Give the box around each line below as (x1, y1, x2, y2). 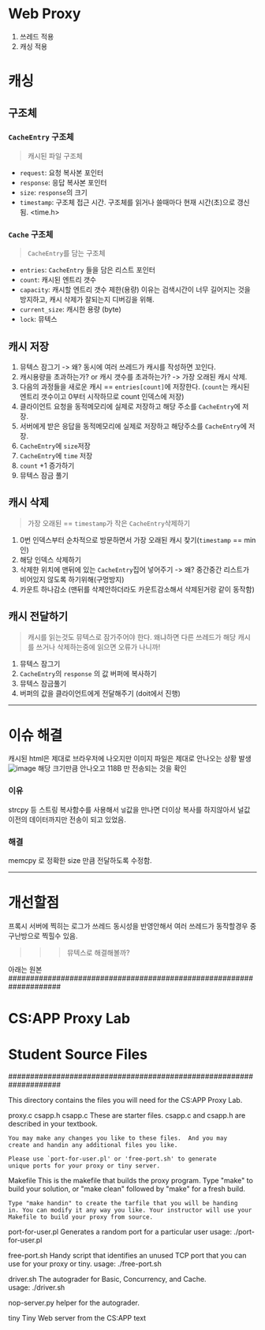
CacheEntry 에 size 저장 (19, 441, 91, 450)
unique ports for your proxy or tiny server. (8, 1162, 160, 1170)
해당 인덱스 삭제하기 (19, 555, 81, 564)
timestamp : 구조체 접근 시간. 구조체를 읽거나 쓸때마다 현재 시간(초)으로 (19, 197, 236, 207)
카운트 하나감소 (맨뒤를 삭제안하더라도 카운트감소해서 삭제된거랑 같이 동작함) (19, 585, 255, 594)
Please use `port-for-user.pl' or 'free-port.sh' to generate (8, 1155, 217, 1164)
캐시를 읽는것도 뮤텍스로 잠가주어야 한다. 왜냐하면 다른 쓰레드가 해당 (27, 632, 237, 641)
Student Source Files (8, 1046, 148, 1063)
